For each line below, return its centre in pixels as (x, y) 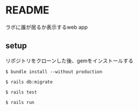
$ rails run (20, 102)
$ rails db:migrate (29, 82)
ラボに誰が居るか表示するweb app (47, 27)
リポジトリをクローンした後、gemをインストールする (69, 60)
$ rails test (21, 92)
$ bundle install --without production (54, 72)
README (27, 10)
